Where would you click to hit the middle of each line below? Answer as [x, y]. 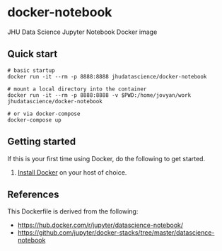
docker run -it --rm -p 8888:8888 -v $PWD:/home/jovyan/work [99, 95]
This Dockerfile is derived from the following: [73, 211]
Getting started [42, 142]
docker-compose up [34, 120]
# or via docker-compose [44, 114]
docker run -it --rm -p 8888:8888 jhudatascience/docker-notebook [107, 76]
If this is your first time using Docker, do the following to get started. [106, 158]
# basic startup [31, 70]
